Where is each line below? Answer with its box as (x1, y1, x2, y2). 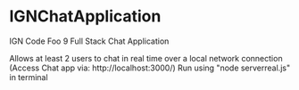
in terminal (9, 71, 48, 82)
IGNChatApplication (9, 6, 162, 27)
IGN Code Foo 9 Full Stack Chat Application (9, 36, 170, 46)
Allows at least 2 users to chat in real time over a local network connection (9, 53, 283, 63)
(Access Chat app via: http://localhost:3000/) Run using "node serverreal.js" (9, 62, 291, 73)
